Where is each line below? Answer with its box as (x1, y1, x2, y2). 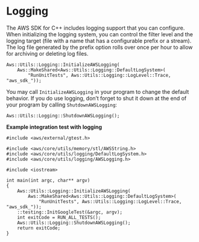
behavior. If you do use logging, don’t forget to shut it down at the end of (6, 94, 187, 102)
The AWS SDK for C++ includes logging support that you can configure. (6, 24, 185, 31)
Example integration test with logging (6, 123, 103, 131)
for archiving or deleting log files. (6, 50, 89, 57)
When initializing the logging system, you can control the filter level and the (6, 30, 193, 38)
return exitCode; (17, 225, 61, 231)
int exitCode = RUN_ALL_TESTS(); (17, 214, 101, 220)
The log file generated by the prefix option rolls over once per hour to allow (6, 44, 193, 51)
